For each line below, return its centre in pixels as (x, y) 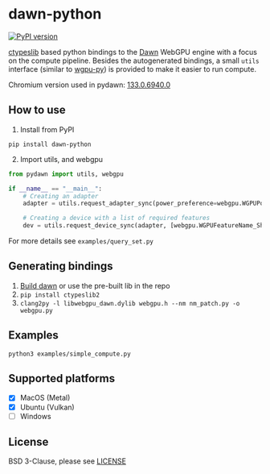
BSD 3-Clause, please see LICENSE (67, 461)
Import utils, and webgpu (61, 159)
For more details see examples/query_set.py (81, 241)
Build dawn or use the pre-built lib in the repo (95, 285)
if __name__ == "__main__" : (55, 189)
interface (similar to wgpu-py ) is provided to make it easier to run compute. (133, 69)
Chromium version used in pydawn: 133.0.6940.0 (90, 85)
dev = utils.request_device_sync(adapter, (95, 226)
